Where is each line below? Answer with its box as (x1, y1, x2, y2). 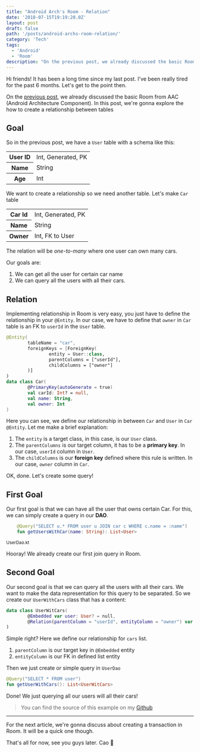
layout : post (6, 20, 39, 26)
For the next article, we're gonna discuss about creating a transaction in (6, 721, 183, 728)
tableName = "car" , (27, 340, 76, 346)
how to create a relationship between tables (6, 106, 114, 113)
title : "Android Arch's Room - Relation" (6, 8, 111, 15)
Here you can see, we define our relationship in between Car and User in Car (6, 418, 192, 425)
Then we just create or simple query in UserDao (6, 664, 121, 672)
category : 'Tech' (6, 36, 49, 42)
